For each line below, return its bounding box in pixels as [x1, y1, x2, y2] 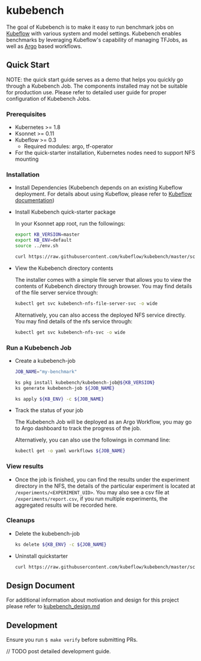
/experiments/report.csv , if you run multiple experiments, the [14, 495, 168, 502]
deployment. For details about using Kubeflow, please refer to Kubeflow [14, 190, 192, 198]
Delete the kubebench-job [14, 530, 80, 537]
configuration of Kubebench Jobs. [6, 95, 91, 102]
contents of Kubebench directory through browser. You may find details [14, 283, 193, 290]
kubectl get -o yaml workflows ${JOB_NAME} [14, 448, 126, 454]
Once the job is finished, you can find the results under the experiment [14, 476, 190, 483]
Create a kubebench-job [14, 357, 76, 364]
